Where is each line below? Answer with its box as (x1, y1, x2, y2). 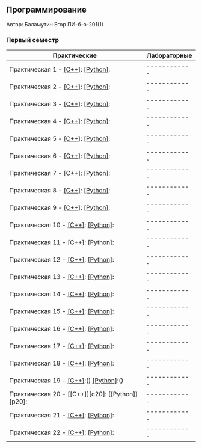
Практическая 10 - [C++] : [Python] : (9, 221, 114, 229)
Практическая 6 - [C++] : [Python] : (9, 152, 111, 160)
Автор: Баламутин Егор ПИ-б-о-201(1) (6, 20, 104, 28)
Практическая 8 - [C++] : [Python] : (9, 186, 111, 195)
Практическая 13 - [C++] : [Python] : (9, 273, 114, 281)
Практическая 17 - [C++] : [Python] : (9, 342, 114, 351)
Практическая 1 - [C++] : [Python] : (9, 66, 111, 74)
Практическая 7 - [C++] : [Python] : (9, 169, 111, 177)
